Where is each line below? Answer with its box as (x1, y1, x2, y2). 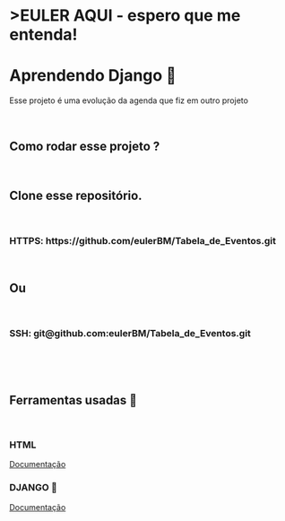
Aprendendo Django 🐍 (9, 65, 177, 86)
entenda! (9, 24, 78, 45)
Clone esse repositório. (9, 188, 142, 204)
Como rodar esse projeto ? (9, 138, 160, 153)
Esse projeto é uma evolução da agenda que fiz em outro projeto (9, 95, 249, 106)
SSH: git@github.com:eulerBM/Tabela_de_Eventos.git (9, 326, 251, 339)
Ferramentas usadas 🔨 (9, 392, 137, 408)
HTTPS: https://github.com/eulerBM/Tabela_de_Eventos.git (9, 234, 276, 247)
